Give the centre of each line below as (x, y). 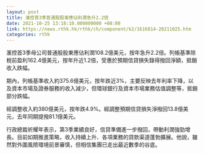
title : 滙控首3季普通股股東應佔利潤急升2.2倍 (58, 18)
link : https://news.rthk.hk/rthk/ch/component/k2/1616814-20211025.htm (99, 29)
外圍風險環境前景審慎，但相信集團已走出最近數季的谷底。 (89, 145)
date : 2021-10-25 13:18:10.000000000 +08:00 (63, 23)
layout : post (23, 12)
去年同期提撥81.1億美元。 (48, 117)
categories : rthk (28, 35)
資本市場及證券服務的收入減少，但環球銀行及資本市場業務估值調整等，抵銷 (104, 88)
